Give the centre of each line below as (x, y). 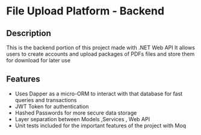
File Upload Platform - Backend (85, 11)
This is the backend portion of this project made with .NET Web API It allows (101, 47)
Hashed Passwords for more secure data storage (76, 113)
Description (29, 33)
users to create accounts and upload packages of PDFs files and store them (100, 54)
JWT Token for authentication (52, 106)
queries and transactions (46, 100)
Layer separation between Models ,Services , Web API (82, 119)
